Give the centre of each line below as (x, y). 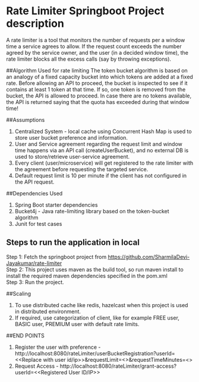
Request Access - (37, 366)
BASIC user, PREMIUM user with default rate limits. (77, 324)
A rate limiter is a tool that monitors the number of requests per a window (96, 40)
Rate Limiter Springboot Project (85, 11)
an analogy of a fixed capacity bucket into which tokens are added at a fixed (99, 77)
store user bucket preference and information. (71, 137)
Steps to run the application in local (73, 243)
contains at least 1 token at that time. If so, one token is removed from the (96, 89)
